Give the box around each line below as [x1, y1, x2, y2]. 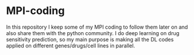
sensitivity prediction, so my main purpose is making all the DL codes [6, 36, 174, 43]
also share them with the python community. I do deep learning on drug [6, 29, 180, 36]
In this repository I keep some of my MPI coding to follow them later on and [6, 23, 188, 30]
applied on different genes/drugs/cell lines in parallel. [6, 42, 135, 49]
